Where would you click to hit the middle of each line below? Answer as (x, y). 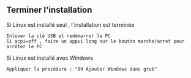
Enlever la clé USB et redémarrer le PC (59, 36)
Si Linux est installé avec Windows (50, 58)
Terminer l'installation (49, 10)
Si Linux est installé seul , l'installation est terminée (70, 24)
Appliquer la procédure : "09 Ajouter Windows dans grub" (82, 69)
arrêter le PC (24, 46)
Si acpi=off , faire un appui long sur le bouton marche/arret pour (95, 41)
